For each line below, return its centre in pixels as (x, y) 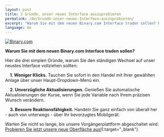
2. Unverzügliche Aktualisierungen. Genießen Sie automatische (75, 90)
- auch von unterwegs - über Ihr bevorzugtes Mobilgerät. (62, 115)
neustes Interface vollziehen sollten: (41, 66)
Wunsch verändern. (25, 100)
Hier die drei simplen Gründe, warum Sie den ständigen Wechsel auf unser (80, 60)
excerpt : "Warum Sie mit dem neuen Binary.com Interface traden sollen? (81, 23)
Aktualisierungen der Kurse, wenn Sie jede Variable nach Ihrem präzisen (78, 95)
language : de (18, 28)
